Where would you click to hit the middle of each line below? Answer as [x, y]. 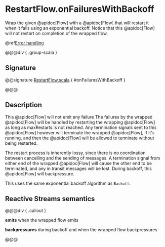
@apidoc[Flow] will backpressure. [40, 173]
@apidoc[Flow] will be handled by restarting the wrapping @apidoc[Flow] [80, 122]
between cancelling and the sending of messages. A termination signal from [83, 158]
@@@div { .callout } [26, 210]
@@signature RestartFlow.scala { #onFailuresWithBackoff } [65, 80]
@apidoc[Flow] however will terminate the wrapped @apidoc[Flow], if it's [80, 132]
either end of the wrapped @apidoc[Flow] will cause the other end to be [79, 163]
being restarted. [21, 143]
